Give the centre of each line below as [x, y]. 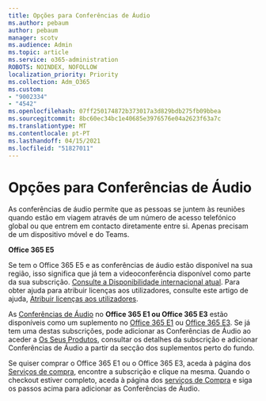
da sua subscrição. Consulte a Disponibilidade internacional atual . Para [124, 282]
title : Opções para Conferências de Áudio [79, 15]
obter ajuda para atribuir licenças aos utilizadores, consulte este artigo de [128, 291]
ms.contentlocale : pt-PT [49, 133]
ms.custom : [26, 89]
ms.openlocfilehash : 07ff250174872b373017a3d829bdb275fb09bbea [115, 112]
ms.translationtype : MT [47, 126]
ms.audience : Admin [40, 45]
